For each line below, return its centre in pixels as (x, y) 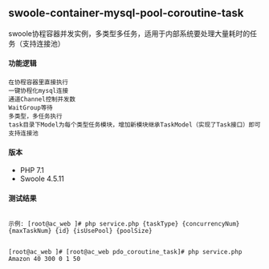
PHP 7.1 (32, 171)
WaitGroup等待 (31, 108)
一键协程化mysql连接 (39, 91)
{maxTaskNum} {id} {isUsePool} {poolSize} (80, 231)
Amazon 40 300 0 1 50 (45, 259)
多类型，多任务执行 (35, 116)
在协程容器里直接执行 (38, 82)
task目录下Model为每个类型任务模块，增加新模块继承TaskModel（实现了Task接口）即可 (134, 125)
